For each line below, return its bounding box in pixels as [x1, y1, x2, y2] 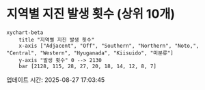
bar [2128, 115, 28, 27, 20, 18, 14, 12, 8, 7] [18, 63, 156, 70]
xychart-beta [6, 29, 44, 36]
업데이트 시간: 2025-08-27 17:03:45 [6, 76, 105, 84]
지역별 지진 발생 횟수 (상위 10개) [6, 6, 176, 22]
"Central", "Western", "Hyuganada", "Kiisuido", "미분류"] [6, 49, 174, 57]
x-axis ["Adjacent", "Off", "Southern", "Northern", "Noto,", [18, 42, 200, 49]
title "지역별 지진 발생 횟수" [18, 36, 95, 43]
